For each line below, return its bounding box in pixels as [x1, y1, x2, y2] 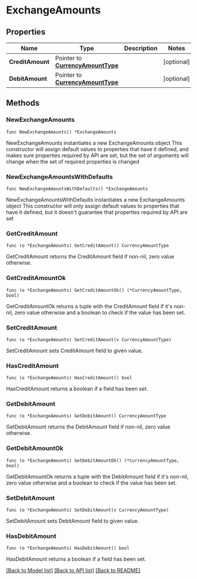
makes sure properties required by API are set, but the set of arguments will [6, 152, 189, 159]
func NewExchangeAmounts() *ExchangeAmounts [6, 129, 117, 135]
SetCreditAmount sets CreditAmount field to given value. [6, 347, 143, 354]
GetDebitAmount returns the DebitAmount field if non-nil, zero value [6, 423, 171, 431]
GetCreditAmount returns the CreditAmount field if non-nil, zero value [6, 253, 175, 260]
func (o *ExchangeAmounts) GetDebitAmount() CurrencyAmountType [6, 413, 167, 419]
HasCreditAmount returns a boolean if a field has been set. [6, 385, 148, 393]
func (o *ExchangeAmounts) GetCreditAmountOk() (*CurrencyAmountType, [6, 287, 182, 293]
